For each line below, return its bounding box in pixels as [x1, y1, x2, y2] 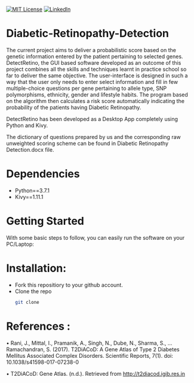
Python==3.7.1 [14, 186, 50, 194]
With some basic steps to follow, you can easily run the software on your [6, 234, 185, 241]
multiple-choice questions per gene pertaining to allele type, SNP [6, 85, 167, 92]
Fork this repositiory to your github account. [14, 281, 124, 288]
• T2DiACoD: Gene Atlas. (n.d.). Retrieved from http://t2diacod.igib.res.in [6, 370, 186, 377]
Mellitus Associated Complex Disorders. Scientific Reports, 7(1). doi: [6, 352, 174, 359]
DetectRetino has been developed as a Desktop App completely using [6, 115, 178, 122]
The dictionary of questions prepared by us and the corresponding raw [6, 133, 181, 140]
